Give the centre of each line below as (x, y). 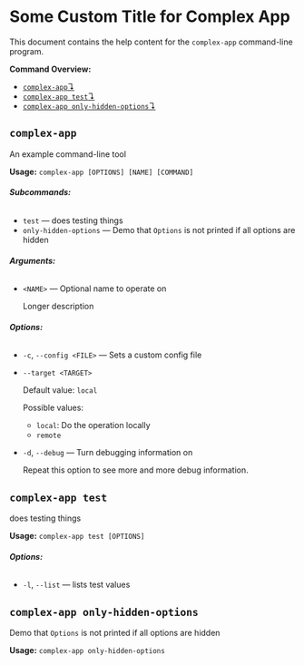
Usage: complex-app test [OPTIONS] (77, 536)
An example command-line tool (68, 154)
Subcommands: (40, 192)
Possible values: (53, 408)
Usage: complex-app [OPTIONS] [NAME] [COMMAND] (102, 171)
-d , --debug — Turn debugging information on (108, 453)
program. (27, 51)
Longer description (58, 307)
